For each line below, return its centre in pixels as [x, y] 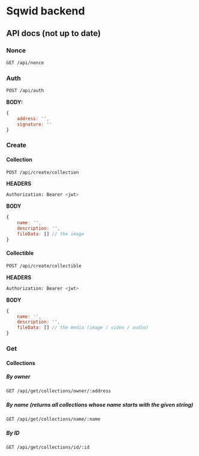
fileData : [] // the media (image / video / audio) [83, 328]
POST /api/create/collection [43, 172]
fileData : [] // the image [51, 234]
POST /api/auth [25, 91]
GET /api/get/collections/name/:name [53, 419]
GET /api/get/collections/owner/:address [59, 391]
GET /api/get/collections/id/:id [48, 448]
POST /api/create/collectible [44, 266]
